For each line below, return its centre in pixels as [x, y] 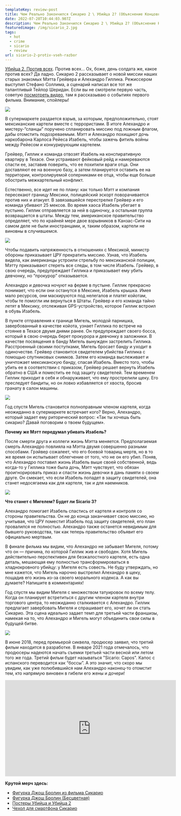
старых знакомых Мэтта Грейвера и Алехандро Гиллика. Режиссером [79, 79]
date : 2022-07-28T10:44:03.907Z [38, 19]
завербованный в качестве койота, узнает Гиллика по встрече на [74, 326]
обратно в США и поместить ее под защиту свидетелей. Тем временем [80, 373]
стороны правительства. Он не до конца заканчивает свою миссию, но [80, 516]
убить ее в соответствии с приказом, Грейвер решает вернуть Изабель [80, 368]
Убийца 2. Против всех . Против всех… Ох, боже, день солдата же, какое [81, 69]
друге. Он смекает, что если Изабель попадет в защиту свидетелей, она [81, 478]
